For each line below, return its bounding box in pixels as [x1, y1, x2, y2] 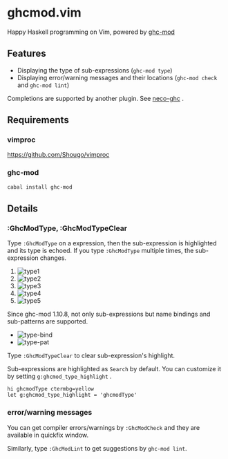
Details [7, 203, 38, 214]
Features [7, 48, 46, 59]
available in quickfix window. [7, 431, 88, 439]
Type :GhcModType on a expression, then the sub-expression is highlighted [7, 239, 217, 247]
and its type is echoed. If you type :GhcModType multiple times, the [7, 247, 194, 255]
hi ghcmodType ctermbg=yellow [7, 386, 95, 393]
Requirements [7, 114, 69, 126]
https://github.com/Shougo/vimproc [7, 151, 110, 159]
